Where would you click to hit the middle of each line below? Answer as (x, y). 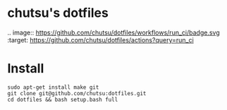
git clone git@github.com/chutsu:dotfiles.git (77, 93)
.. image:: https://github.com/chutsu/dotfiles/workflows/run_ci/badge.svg (114, 32)
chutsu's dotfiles (58, 13)
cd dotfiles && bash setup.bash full (63, 99)
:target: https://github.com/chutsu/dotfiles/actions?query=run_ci (100, 39)
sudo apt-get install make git (53, 87)
